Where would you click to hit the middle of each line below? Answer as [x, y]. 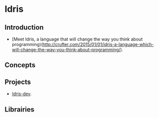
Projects [18, 82]
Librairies [20, 109]
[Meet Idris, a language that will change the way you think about [77, 39]
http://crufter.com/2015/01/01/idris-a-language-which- [98, 44]
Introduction [24, 27]
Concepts [20, 65]
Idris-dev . [22, 94]
